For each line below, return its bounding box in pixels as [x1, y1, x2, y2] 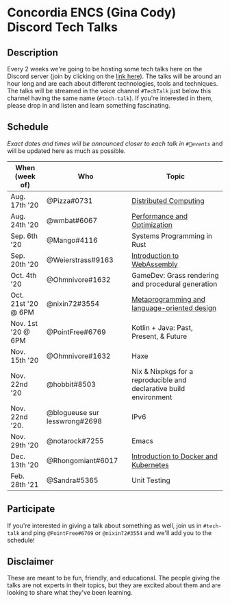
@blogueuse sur [46, 407, 99, 417]
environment [131, 392, 172, 402]
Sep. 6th [10, 231, 38, 241]
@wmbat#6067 [46, 215, 98, 225]
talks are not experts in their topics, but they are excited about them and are [7, 581, 221, 589]
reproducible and [131, 375, 187, 385]
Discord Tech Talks [7, 19, 118, 35]
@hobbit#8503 [46, 379, 96, 389]
